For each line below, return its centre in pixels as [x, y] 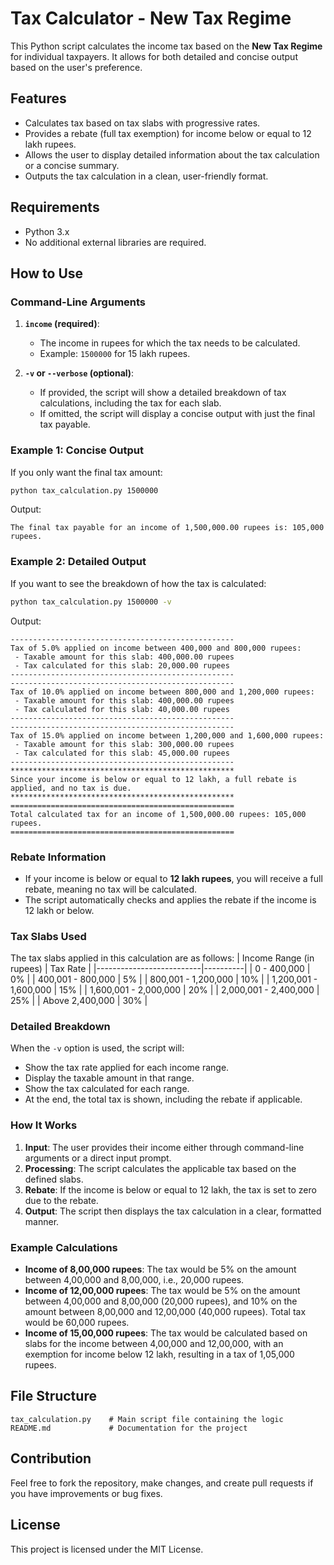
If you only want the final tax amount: [86, 472]
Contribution [51, 1458]
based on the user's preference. [76, 67]
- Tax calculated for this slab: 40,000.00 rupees [122, 709]
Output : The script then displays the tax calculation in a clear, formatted [173, 1211]
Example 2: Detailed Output [78, 562]
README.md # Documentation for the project [129, 1428]
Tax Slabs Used [48, 936]
